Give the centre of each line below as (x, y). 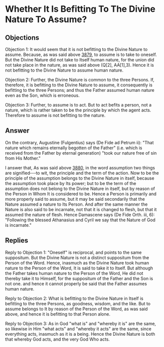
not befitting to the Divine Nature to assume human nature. (64, 70)
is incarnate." (18, 225)
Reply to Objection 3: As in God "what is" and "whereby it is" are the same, (81, 323)
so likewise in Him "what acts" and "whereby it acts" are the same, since (78, 329)
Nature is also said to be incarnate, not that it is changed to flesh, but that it (81, 209)
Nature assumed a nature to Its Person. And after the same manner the (76, 204)
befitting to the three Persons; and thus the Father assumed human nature (80, 90)
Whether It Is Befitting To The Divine (80, 9)
